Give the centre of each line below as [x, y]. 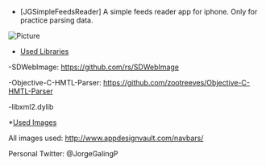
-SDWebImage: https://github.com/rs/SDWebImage [94, 67]
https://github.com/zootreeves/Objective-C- [177, 83]
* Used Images [33, 122]
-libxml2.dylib [31, 107]
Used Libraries [44, 51]
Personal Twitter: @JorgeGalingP [63, 154]
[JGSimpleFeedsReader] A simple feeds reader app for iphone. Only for [139, 12]
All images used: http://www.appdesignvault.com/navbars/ [106, 138]
